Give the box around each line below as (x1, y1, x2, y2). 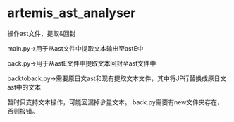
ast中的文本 (7, 83, 41, 91)
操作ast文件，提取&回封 (7, 29, 76, 37)
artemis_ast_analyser (7, 5, 136, 21)
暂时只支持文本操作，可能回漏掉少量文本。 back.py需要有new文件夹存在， (7, 97, 224, 106)
